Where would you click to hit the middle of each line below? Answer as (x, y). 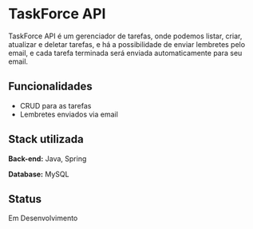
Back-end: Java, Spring (47, 158)
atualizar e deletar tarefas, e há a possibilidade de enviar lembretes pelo (127, 44)
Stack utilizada (46, 139)
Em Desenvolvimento (43, 218)
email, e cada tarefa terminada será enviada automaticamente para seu (125, 53)
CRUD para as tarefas (55, 105)
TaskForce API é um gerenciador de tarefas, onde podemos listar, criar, (125, 36)
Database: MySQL (39, 174)
